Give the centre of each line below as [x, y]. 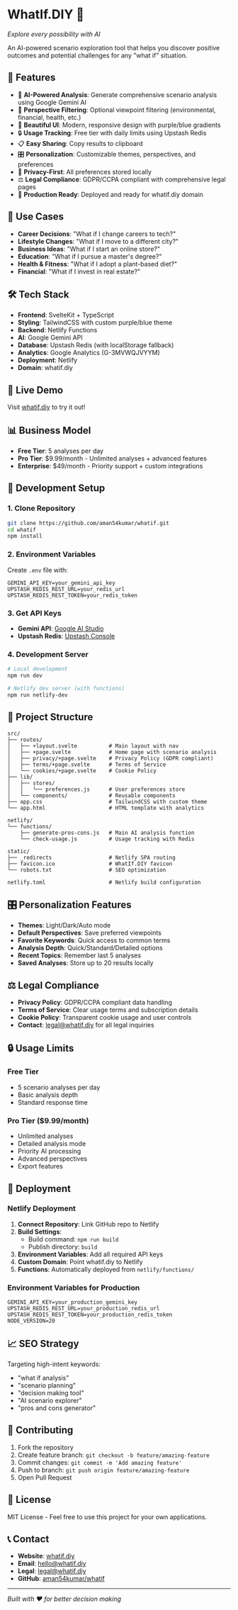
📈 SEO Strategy [43, 1343]
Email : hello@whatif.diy [52, 1564]
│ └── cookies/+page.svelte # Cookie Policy [82, 771]
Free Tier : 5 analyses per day [61, 451]
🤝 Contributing [40, 1430]
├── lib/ [20, 777]
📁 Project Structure [50, 717]
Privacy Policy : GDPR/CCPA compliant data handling [95, 1003]
